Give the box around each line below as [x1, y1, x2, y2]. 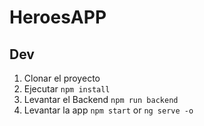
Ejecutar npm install [23, 83, 111, 95]
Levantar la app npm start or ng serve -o [23, 104, 194, 116]
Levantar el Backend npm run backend [23, 94, 179, 105]
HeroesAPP [9, 6, 107, 29]
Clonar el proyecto [23, 72, 101, 84]
